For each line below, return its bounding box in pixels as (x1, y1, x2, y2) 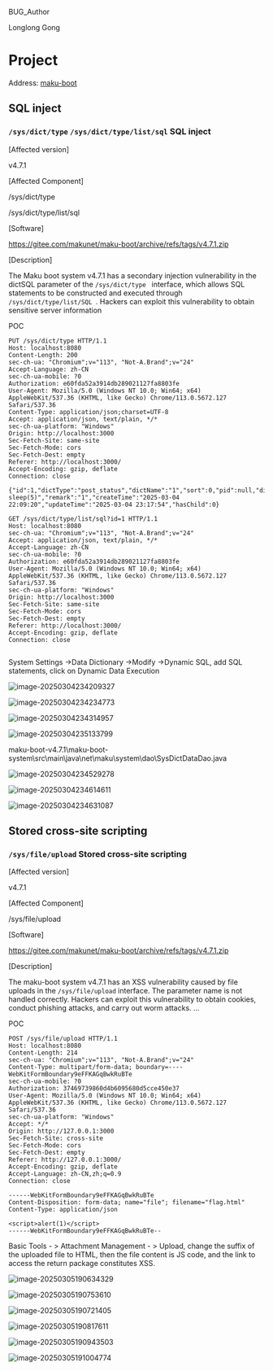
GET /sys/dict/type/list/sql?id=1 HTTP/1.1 (8, 514, 158, 523)
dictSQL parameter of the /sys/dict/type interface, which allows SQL (8, 279, 245, 289)
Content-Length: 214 (8, 1049, 79, 1057)
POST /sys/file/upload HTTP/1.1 (8, 1035, 118, 1043)
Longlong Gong (8, 23, 61, 32)
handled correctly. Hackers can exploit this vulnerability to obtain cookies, (8, 994, 257, 1004)
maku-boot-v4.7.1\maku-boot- (8, 744, 109, 754)
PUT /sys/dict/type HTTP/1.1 (8, 337, 107, 345)
